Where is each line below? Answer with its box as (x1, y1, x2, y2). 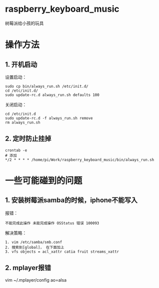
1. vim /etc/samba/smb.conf (5, 240, 63, 244)
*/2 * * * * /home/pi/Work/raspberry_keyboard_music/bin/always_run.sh (5, 157, 154, 162)
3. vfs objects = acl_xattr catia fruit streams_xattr (5, 249, 119, 254)
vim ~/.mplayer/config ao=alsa (5, 277, 67, 283)
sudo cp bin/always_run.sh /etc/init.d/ (5, 84, 89, 89)
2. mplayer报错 (5, 264, 51, 272)
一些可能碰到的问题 (5, 175, 83, 186)
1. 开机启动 (5, 60, 38, 69)
